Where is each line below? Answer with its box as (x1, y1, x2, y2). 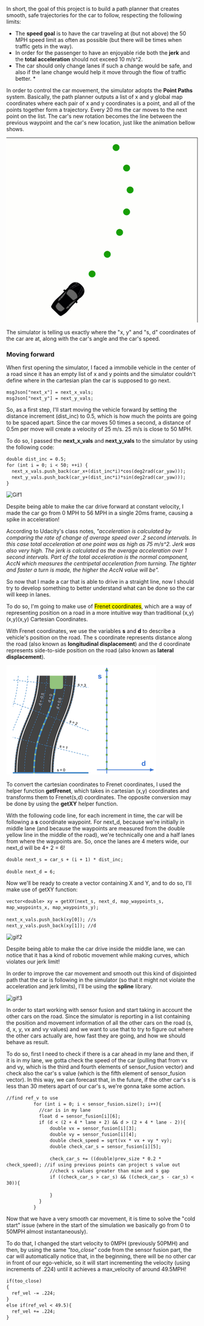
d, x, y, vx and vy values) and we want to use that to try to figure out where (6, 1026, 194, 1033)
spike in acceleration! (6, 516, 59, 523)
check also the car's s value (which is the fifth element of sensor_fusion (6, 1070, 186, 1077)
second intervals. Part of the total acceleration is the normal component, (6, 553, 189, 561)
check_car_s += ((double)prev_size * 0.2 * (49, 1156, 162, 1162)
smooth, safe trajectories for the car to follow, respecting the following (6, 12, 182, 19)
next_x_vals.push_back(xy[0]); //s (6, 917, 97, 923)
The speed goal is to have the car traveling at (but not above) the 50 (15, 30, 186, 37)
